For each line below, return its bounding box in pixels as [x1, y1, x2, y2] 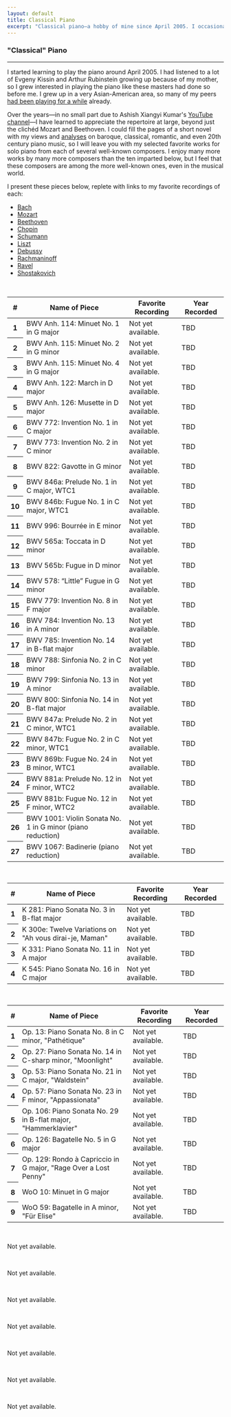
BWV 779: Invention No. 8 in [26, 596, 118, 605]
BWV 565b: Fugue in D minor [26, 560, 121, 570]
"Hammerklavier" [21, 1123, 78, 1133]
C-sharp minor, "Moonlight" [21, 1055, 113, 1064]
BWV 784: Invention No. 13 [26, 616, 115, 625]
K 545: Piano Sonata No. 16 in [21, 964, 120, 974]
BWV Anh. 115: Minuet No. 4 [26, 358, 120, 368]
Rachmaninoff [16, 254, 57, 262]
